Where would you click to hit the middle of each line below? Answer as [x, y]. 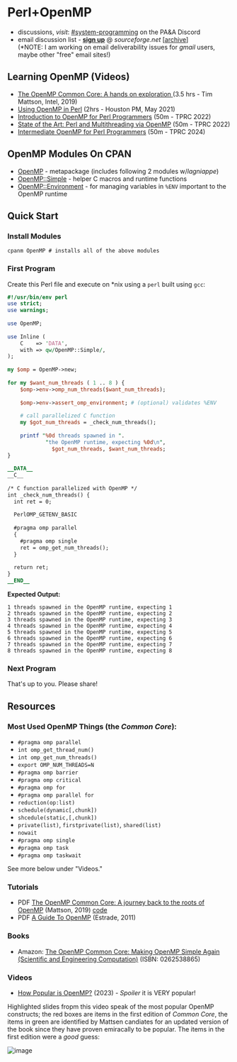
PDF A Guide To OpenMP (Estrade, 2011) [77, 918]
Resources [31, 706]
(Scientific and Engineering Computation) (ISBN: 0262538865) [109, 959]
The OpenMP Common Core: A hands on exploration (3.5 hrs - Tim [115, 94]
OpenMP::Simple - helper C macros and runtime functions [102, 179]
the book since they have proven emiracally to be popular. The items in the [116, 1029]
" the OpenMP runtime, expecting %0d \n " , [105, 442]
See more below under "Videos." [55, 869]
